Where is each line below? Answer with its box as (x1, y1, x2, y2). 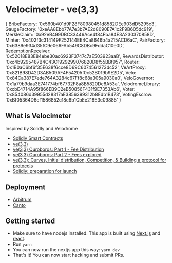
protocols (12, 163, 33, 169)
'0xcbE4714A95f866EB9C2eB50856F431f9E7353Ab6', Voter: (5, 86, 136, 92)
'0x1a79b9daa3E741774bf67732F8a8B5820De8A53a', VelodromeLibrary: (5, 80, 160, 87)
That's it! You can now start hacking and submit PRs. (12, 252, 125, 258)
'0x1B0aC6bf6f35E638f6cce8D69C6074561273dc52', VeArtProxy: (5, 64, 146, 70)
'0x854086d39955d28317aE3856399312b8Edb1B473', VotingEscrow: (5, 91, 153, 97)
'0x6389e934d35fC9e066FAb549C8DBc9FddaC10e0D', (5, 42, 125, 48)
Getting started (5, 216, 55, 225)
